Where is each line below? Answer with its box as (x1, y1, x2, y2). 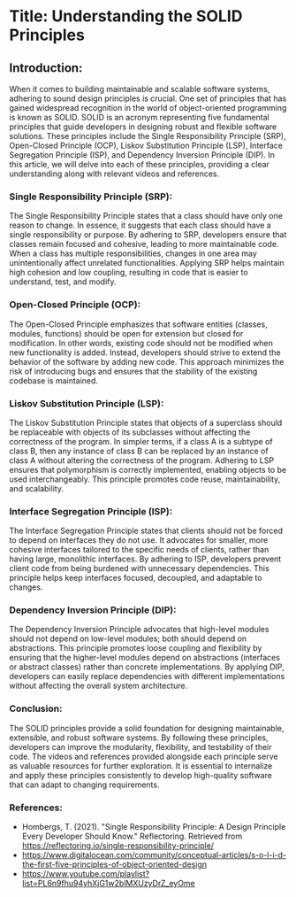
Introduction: (9, 60, 83, 75)
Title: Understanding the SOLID (9, 6, 243, 27)
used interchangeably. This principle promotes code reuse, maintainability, (9, 474, 281, 484)
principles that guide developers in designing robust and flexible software (9, 121, 277, 132)
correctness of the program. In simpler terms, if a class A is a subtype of (9, 436, 273, 446)
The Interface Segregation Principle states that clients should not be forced (9, 525, 283, 537)
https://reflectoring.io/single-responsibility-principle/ (21, 840, 215, 851)
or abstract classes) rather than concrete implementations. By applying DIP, (9, 661, 285, 672)
